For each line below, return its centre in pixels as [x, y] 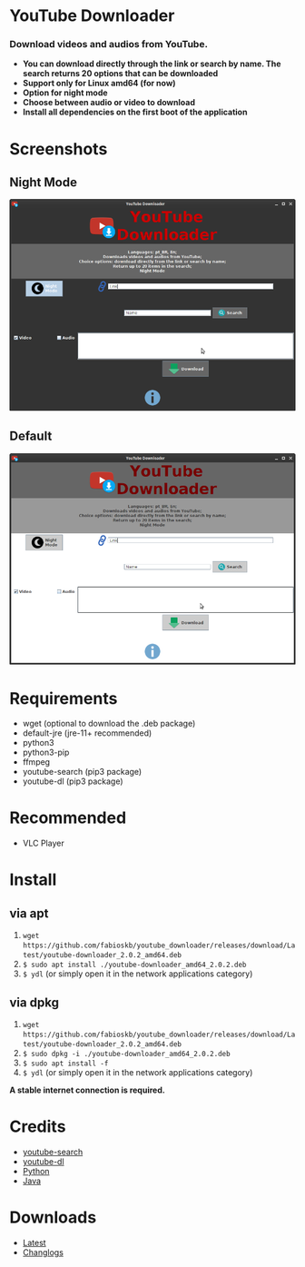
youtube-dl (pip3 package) [73, 781]
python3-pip [46, 752]
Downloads [53, 1218]
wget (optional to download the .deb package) [109, 724]
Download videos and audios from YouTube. [109, 45]
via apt [29, 913]
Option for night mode [65, 93]
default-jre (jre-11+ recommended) [87, 733]
